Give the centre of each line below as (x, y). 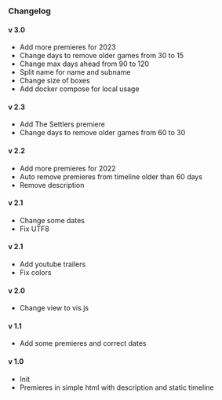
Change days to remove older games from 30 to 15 (102, 56)
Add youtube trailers (53, 264)
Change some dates (52, 220)
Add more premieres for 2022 (67, 168)
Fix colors (35, 272)
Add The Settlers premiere (62, 124)
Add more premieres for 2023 (67, 47)
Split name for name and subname (75, 72)
